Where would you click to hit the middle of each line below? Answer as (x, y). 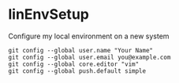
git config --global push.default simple (77, 71)
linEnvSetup (48, 14)
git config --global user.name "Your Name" (81, 50)
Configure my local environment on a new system (89, 36)
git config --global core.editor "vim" (74, 64)
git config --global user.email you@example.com (89, 57)
